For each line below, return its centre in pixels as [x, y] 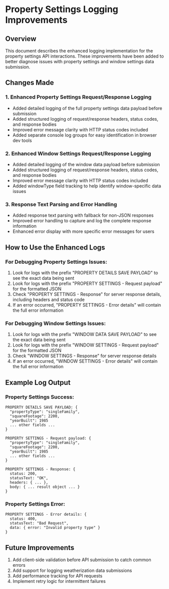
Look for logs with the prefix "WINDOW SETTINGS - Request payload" [86, 345]
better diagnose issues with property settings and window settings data [80, 61]
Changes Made [30, 83]
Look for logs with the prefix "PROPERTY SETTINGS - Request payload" [87, 283]
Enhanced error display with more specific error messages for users [83, 231]
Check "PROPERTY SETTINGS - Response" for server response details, [87, 294]
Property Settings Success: [40, 397]
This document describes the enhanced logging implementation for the [79, 51]
